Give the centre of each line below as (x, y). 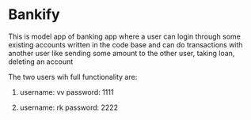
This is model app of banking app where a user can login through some (125, 36)
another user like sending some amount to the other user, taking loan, (122, 53)
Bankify (34, 15)
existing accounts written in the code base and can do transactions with (125, 44)
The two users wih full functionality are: (73, 77)
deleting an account (41, 62)
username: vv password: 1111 (67, 92)
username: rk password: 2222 (69, 107)
